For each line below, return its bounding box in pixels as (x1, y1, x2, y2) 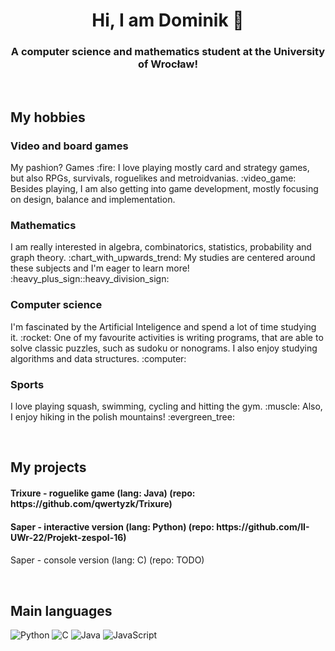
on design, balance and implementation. (10, 194, 176, 206)
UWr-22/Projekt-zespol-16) (10, 531, 127, 543)
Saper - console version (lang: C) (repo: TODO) (10, 554, 205, 566)
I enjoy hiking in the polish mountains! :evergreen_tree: (10, 411, 235, 423)
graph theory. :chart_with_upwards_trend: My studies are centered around (10, 252, 316, 264)
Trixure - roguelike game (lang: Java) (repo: (10, 487, 196, 499)
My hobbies (10, 109, 86, 126)
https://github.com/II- (216, 520, 310, 533)
